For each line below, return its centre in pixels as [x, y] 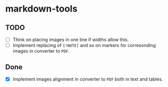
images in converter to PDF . [41, 51]
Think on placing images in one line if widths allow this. [71, 39]
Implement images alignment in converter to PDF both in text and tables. [88, 79]
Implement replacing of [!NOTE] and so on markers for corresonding [84, 46]
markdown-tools [41, 9]
